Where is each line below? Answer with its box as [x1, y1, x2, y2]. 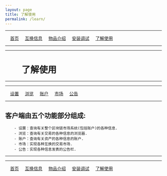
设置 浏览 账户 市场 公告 [9, 90, 79, 97]
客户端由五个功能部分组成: [5, 111, 86, 120]
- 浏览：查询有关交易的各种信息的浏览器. [14, 131, 88, 136]
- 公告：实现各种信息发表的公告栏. [14, 147, 77, 152]
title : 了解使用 [5, 12, 36, 17]
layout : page [5, 7, 32, 12]
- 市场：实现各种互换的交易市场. [14, 142, 73, 147]
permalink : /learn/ [5, 16, 46, 21]
